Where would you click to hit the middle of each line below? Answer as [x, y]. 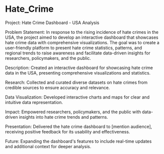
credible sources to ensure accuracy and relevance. [58, 87]
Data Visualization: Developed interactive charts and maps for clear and [77, 97]
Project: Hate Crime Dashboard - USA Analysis [52, 23]
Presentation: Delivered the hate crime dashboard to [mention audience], [79, 127]
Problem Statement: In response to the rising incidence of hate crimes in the [82, 32]
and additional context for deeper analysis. [48, 146]
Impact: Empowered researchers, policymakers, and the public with [73, 112]
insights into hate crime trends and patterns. [64, 117]
